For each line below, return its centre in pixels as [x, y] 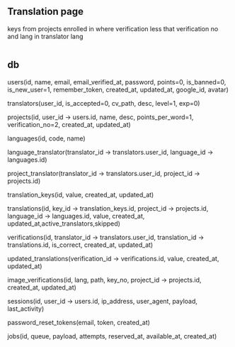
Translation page [45, 12]
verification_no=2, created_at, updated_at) [69, 124]
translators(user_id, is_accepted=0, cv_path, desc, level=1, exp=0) [104, 103]
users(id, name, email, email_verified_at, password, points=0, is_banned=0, [117, 82]
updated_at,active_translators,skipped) [64, 224]
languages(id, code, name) [47, 138]
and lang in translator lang [45, 36]
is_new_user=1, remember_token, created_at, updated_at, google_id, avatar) [118, 89]
